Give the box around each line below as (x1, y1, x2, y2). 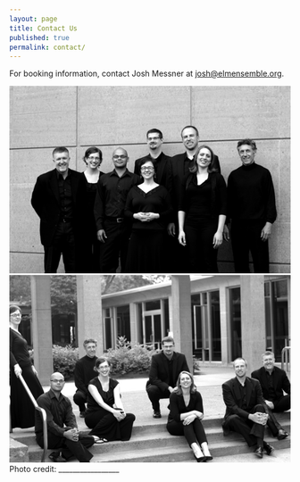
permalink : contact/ (9, 43, 87, 52)
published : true (9, 33, 70, 42)
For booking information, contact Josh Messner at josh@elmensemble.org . (9, 68, 285, 79)
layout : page (9, 14, 58, 23)
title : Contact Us (9, 23, 78, 33)
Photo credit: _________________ (9, 464, 120, 475)
